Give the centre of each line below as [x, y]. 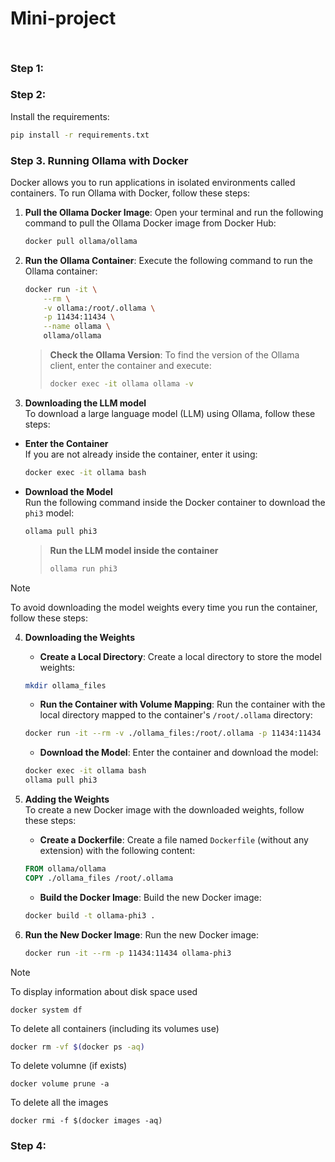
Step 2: [28, 95]
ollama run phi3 [83, 568]
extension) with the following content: [117, 851]
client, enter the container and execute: [130, 366]
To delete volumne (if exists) [69, 1066]
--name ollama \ [77, 327]
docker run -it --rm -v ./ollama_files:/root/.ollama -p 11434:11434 [173, 733]
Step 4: [28, 1146]
